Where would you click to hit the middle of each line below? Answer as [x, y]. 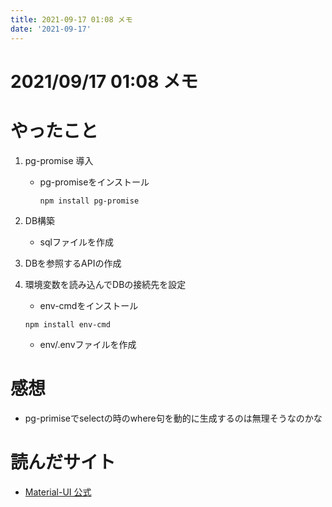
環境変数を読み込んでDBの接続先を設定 [105, 284]
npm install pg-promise [89, 201]
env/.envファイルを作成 [88, 344]
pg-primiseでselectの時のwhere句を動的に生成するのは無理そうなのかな [173, 418]
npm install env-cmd [67, 324]
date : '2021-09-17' [51, 29]
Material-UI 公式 [58, 492]
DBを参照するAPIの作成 [73, 263]
